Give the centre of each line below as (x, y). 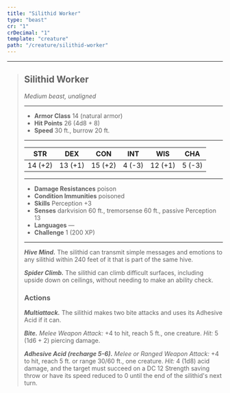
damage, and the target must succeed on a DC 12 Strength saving (117, 368)
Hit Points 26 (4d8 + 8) (67, 123)
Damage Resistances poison (75, 189)
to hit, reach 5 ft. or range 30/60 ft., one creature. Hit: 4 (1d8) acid (117, 361)
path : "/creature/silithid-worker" (58, 45)
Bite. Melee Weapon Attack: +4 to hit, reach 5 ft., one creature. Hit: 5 (121, 333)
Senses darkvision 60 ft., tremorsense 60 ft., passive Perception (125, 211)
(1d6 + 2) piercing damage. (62, 341)
